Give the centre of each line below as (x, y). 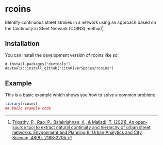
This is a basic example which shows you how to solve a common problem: (80, 95)
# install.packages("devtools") (38, 64)
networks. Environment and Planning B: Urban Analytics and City (77, 132)
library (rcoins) (21, 104)
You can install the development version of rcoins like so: (62, 55)
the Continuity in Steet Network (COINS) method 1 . (55, 28)
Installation (22, 43)
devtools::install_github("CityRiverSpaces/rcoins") (59, 68)
